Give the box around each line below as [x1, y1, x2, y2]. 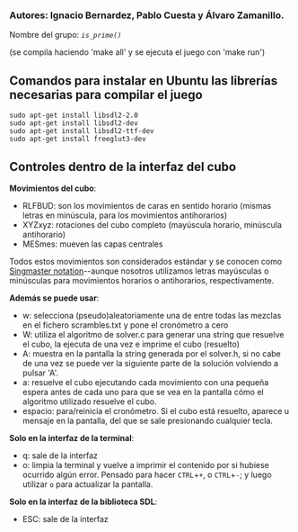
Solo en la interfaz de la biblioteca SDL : [9, 496, 158, 507]
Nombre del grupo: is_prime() [9, 30, 122, 41]
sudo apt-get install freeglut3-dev [9, 135, 146, 144]
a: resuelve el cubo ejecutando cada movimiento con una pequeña [22, 376, 269, 387]
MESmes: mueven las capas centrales [22, 239, 163, 249]
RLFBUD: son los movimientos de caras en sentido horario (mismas [22, 200, 272, 211]
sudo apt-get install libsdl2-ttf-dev [9, 127, 154, 136]
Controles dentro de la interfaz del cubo [9, 158, 236, 175]
